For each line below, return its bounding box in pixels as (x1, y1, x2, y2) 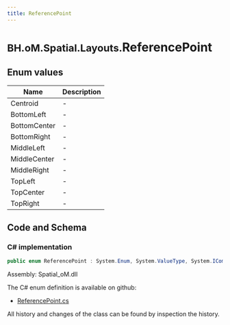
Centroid (10, 99, 39, 108)
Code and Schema (7, 222, 87, 233)
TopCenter (10, 187, 45, 197)
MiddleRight (10, 165, 49, 174)
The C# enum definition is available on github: (7, 283, 137, 291)
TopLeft (10, 176, 36, 185)
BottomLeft (10, 109, 47, 119)
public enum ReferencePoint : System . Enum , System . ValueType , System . (7, 258, 213, 265)
